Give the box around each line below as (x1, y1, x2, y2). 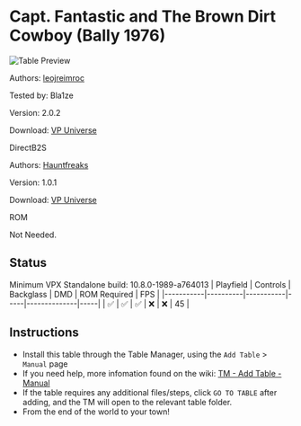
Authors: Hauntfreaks (9, 159, 89, 170)
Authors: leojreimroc (9, 72, 85, 83)
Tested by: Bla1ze (9, 90, 74, 101)
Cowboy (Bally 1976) (9, 25, 166, 46)
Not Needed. (9, 229, 57, 240)
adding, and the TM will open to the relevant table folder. (22, 396, 233, 407)
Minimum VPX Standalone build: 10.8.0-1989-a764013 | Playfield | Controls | (9, 279, 291, 289)
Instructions (9, 325, 79, 341)
